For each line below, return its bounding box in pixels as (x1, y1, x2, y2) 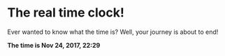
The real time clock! (7, 5, 124, 21)
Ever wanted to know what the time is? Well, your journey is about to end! (7, 28, 219, 36)
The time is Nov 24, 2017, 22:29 (7, 41, 101, 49)
